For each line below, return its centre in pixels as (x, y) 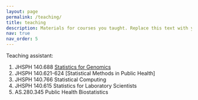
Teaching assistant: (30, 56)
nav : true (18, 34)
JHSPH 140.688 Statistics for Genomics (63, 67)
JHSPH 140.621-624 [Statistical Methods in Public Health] (85, 73)
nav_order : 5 (22, 39)
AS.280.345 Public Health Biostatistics (61, 92)
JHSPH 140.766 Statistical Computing (60, 79)
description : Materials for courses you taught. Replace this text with (97, 28)
